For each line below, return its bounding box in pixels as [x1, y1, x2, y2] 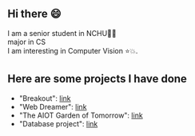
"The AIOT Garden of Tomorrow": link [18, 110, 143, 120]
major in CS [7, 37, 46, 46]
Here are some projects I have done [7, 72, 187, 86]
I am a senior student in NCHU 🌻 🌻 [7, 28, 117, 38]
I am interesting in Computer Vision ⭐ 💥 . [7, 46, 138, 55]
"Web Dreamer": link [18, 102, 87, 111]
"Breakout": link [18, 93, 71, 103]
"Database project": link [18, 118, 98, 128]
